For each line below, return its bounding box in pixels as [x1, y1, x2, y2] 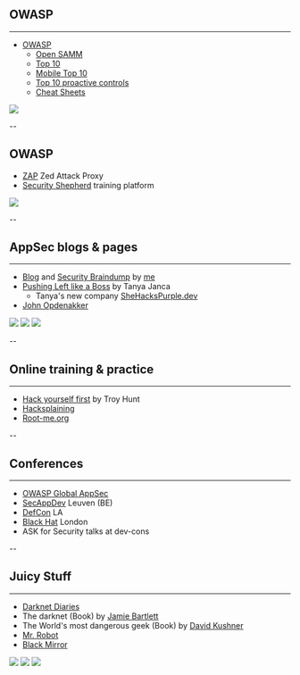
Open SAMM [35, 48, 83, 59]
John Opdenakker [21, 300, 89, 311]
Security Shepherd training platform [21, 179, 154, 190]
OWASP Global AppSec [21, 488, 109, 499]
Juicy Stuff [9, 569, 71, 584]
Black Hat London [21, 517, 88, 528]
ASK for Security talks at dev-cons [21, 526, 150, 537]
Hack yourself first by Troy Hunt [21, 394, 140, 404]
